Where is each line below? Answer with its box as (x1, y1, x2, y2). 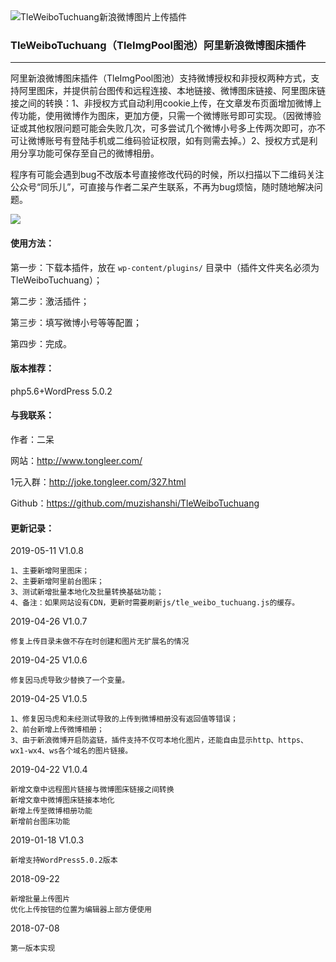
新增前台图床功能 (10, 817, 71, 827)
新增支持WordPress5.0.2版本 (10, 855, 118, 866)
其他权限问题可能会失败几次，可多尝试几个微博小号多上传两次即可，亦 (27, 122, 317, 134)
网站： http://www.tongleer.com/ (10, 454, 143, 466)
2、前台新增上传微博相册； (10, 725, 105, 735)
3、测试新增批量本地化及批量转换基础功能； (10, 587, 164, 598)
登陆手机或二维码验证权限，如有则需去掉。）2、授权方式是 (71, 135, 310, 147)
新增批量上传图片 (10, 894, 71, 904)
